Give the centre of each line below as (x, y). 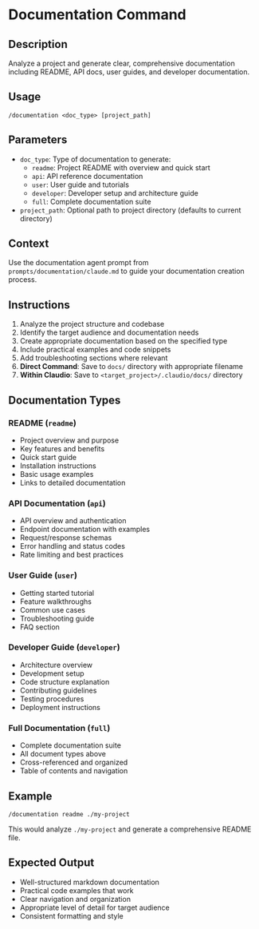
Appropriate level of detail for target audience (94, 907)
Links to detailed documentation (73, 482)
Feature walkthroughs (55, 601)
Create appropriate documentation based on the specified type (124, 341)
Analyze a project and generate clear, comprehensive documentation (122, 63)
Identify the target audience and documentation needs (109, 332)
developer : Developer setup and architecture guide (115, 193)
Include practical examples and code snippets (95, 350)
